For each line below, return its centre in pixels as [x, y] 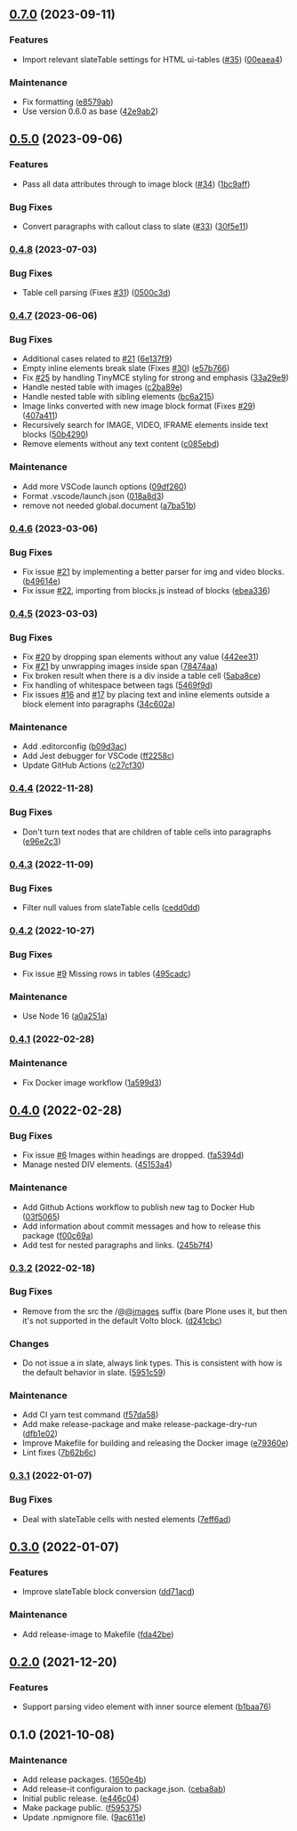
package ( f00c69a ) [57, 1235]
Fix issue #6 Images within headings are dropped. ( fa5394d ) [133, 1155]
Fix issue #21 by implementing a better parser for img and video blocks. [153, 571]
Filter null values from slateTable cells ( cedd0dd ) [111, 907]
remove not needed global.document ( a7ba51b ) [109, 505]
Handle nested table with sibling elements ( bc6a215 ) [118, 397]
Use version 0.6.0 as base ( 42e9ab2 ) [90, 111]
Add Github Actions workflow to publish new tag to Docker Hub [138, 1207]
